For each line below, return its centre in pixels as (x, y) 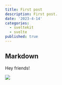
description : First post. (31, 14)
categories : (17, 23)
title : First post (24, 9)
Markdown (22, 56)
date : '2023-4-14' (24, 18)
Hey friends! (18, 68)
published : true (21, 37)
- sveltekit (22, 28)
